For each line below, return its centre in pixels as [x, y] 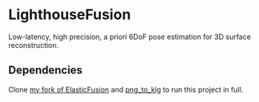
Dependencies [45, 71]
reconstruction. [34, 45]
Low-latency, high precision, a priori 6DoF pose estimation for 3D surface [129, 37]
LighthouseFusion [70, 15]
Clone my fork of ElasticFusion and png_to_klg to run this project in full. [126, 89]
